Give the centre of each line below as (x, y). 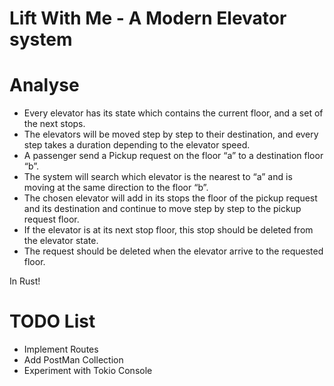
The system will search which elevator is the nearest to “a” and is (158, 177)
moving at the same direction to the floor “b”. (116, 188)
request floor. (51, 219)
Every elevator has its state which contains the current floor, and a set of (173, 113)
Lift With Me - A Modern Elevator (148, 18)
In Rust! (25, 281)
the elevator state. (61, 241)
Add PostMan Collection (73, 360)
